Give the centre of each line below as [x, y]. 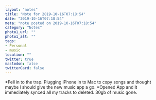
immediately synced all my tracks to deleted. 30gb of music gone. [71, 92]
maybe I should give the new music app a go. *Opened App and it [71, 87]
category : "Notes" [24, 28]
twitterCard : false [25, 68]
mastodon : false [21, 64]
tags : [10, 41]
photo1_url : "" [20, 32]
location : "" [18, 55]
